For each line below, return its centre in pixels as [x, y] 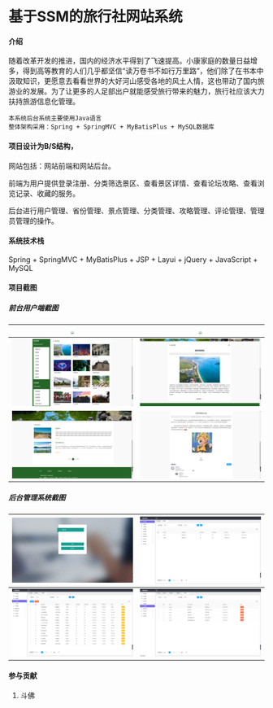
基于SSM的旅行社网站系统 [95, 17]
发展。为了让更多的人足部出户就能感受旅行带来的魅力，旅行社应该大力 [147, 91]
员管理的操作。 [33, 221]
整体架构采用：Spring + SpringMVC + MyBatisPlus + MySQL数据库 [112, 127]
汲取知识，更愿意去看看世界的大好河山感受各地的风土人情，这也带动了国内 [133, 81]
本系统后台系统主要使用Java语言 [55, 119]
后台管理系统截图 [37, 497]
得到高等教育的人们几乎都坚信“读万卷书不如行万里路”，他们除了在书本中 [143, 71]
